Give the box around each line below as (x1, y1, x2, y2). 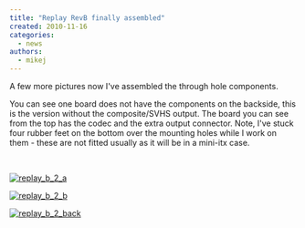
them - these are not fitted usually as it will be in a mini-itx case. (9, 138, 250, 148)
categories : (9, 30, 55, 39)
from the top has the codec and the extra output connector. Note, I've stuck (9, 118, 294, 129)
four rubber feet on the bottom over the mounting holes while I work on (9, 128, 277, 138)
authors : (9, 47, 43, 57)
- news (17, 38, 43, 48)
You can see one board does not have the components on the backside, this (9, 98, 297, 109)
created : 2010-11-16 (9, 22, 89, 31)
